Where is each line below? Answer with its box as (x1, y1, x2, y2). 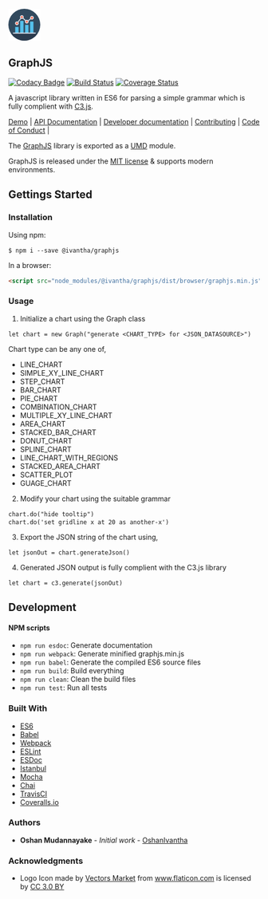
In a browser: (8, 260, 52, 270)
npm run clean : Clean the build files (19, 675, 136, 684)
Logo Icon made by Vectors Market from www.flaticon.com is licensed (19, 873, 251, 883)
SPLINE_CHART (19, 444, 72, 454)
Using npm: (8, 230, 46, 239)
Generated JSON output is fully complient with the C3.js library (19, 562, 227, 572)
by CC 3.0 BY (19, 882, 65, 892)
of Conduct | (8, 125, 50, 135)
